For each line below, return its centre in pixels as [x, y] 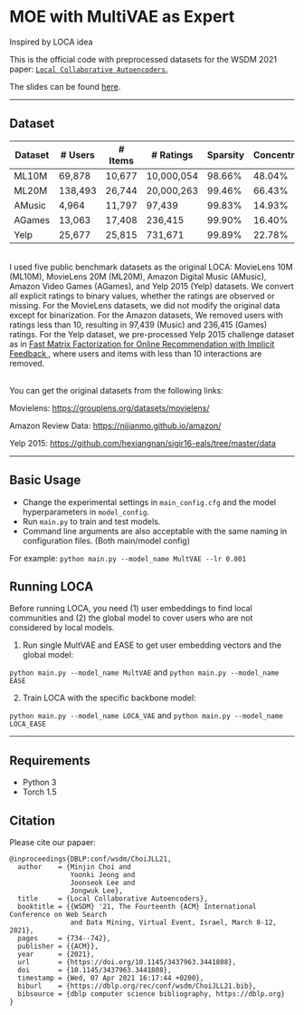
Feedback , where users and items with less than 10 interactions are [136, 353]
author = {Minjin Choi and [74, 867]
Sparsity [226, 154]
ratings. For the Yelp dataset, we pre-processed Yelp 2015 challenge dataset [152, 334]
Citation [33, 820]
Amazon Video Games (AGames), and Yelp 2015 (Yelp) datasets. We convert [152, 286]
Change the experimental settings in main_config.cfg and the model [149, 502]
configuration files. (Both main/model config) [106, 541]
